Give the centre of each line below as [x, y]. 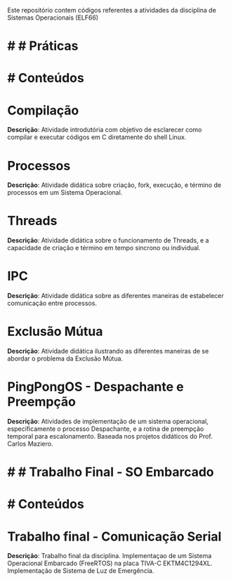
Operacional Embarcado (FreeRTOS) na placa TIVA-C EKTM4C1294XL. [110, 563]
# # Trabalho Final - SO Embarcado [111, 472]
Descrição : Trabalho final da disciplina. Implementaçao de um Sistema [110, 556]
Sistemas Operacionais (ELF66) [53, 18]
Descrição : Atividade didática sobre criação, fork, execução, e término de [114, 185]
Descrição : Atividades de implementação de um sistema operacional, [108, 421]
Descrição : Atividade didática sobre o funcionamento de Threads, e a [108, 240]
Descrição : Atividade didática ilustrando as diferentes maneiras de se [108, 351]
